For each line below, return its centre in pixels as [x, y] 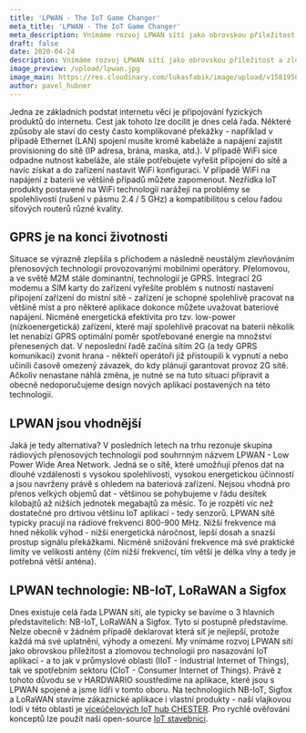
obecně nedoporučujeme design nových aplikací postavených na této [140, 385]
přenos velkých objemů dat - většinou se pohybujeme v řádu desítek [138, 494]
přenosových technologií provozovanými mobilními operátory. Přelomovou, [150, 269]
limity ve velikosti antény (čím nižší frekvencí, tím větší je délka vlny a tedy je [153, 552]
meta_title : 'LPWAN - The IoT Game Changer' [95, 26]
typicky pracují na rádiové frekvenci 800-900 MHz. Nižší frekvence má [143, 523]
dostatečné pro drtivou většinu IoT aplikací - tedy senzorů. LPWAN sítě [142, 513]
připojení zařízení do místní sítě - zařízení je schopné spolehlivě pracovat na [152, 298]
